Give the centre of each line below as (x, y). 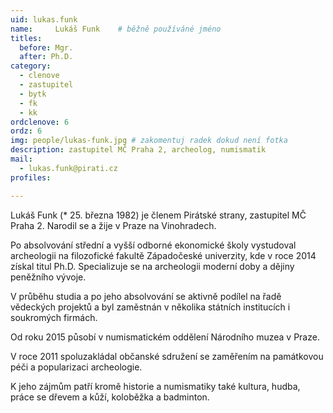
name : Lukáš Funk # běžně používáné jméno (116, 29)
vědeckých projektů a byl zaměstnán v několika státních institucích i (150, 307)
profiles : (31, 177)
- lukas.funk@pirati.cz (68, 168)
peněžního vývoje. (48, 277)
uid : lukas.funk (44, 19)
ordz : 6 (26, 131)
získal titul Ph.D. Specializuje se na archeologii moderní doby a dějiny (152, 266)
